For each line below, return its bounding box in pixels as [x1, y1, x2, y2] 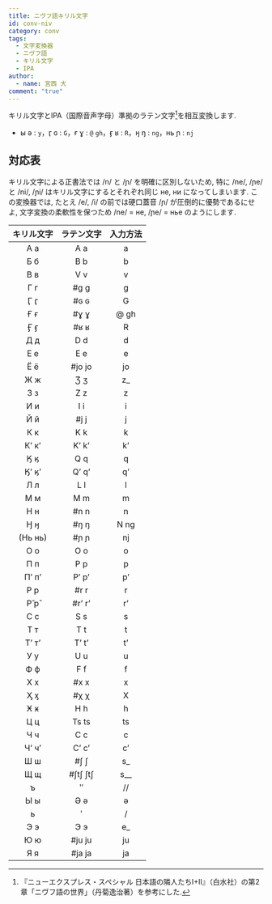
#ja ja [70, 847, 92, 859]
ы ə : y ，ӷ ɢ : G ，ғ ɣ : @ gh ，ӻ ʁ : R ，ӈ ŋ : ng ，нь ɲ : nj [19, 128, 194, 138]
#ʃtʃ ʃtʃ [68, 768, 95, 779]
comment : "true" [8, 87, 63, 95]
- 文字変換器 [15, 42, 54, 50]
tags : [8, 34, 27, 43]
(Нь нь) [19, 532, 47, 543]
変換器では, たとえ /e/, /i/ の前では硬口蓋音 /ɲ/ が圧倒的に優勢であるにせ [15, 197, 256, 206]
